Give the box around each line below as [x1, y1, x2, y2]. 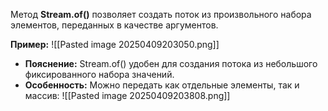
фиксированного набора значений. [24, 69, 175, 80]
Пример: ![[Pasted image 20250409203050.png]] [10, 39, 220, 50]
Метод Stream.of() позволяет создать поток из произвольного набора [10, 9, 312, 20]
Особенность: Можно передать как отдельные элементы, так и [24, 79, 300, 91]
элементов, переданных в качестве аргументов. [10, 19, 219, 31]
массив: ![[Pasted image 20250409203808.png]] [24, 90, 231, 101]
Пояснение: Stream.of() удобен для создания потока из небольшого [24, 58, 318, 69]
